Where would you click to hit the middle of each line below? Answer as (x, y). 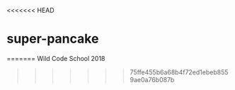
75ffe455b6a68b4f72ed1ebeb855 (179, 72)
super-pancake (53, 39)
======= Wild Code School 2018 (56, 58)
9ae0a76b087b (152, 79)
